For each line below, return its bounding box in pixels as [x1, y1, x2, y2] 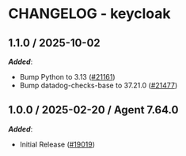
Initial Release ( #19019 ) [19, 139, 96, 149]
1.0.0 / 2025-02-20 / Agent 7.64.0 [8, 103, 179, 117]
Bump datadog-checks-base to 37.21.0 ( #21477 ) [19, 80, 178, 90]
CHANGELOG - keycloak [8, 5, 172, 23]
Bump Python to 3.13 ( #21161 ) [19, 72, 116, 81]
